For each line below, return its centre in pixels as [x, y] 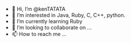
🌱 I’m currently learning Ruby [47, 21]
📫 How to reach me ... [39, 34]
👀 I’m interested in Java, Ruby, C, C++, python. [68, 15]
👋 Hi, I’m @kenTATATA [39, 9]
